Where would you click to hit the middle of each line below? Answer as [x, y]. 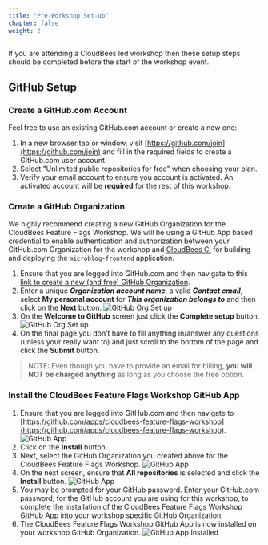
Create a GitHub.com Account [68, 110]
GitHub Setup [43, 87]
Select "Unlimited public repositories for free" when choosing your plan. [138, 169]
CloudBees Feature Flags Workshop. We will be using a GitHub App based [131, 233]
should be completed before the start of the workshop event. [109, 62]
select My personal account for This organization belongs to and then [138, 299]
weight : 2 [25, 31]
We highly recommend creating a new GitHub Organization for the [117, 224]
